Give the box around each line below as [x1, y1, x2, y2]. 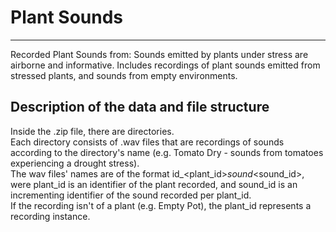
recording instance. [10, 210, 91, 222]
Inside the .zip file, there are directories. [10, 125, 175, 137]
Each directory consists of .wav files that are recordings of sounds [10, 136, 285, 148]
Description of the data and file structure [10, 99, 270, 116]
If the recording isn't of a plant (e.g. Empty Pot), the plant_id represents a [10, 199, 312, 211]
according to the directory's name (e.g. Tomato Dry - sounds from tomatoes [10, 146, 324, 158]
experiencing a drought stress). [10, 157, 140, 169]
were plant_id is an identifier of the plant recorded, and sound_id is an [10, 178, 298, 190]
